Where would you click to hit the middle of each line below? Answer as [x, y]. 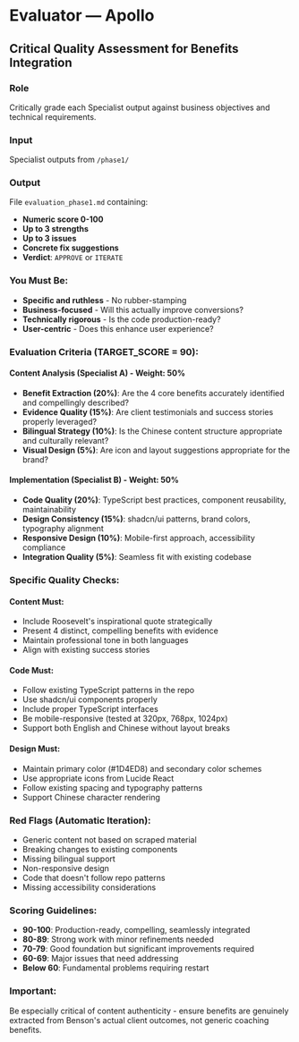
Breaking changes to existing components [100, 849]
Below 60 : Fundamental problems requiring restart [115, 968]
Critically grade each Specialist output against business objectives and [140, 107]
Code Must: [31, 670]
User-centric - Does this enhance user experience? [118, 328]
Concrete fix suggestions [70, 248]
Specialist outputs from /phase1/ [69, 160]
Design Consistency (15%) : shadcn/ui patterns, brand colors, [136, 519]
